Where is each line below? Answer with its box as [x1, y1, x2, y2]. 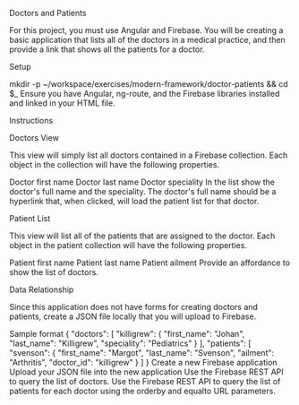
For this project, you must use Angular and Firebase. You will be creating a [9, 25, 284, 35]
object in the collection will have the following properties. [9, 159, 220, 169]
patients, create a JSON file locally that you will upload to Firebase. [9, 311, 257, 322]
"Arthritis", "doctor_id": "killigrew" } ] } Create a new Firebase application [9, 358, 278, 367]
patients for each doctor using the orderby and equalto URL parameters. [9, 385, 276, 396]
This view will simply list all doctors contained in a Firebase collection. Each [9, 150, 288, 160]
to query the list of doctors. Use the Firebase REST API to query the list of [9, 376, 281, 386]
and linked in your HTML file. [9, 98, 115, 108]
